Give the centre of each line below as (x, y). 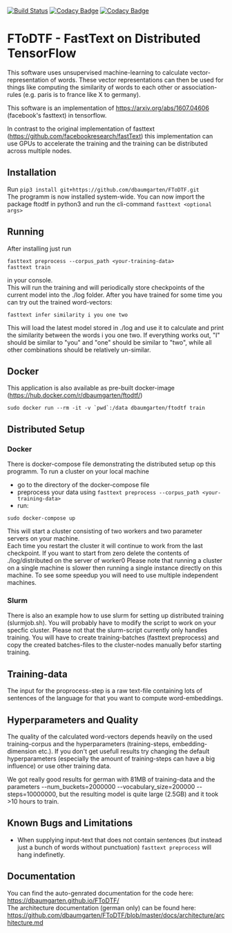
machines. (22, 583)
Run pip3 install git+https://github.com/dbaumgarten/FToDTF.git (103, 189)
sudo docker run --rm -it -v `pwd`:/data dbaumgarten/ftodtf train (106, 408)
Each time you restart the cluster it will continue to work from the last (105, 546)
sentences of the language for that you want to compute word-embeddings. (115, 698)
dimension (22, 751)
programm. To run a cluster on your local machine (78, 471)
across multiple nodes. (40, 151)
